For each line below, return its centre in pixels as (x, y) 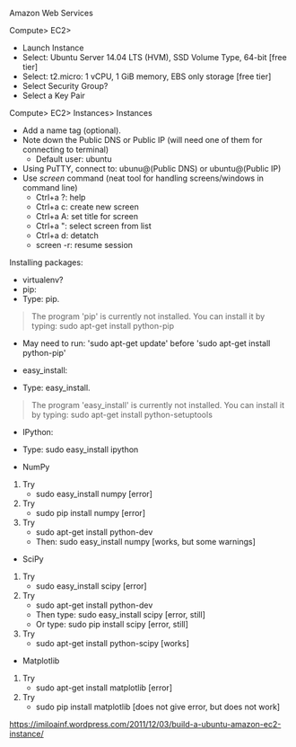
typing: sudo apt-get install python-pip (103, 326)
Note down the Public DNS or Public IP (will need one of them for (142, 140)
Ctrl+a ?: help (61, 197)
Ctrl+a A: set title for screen (87, 216)
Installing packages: (46, 262)
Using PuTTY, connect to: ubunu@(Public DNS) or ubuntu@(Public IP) (152, 169)
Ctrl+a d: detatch (67, 236)
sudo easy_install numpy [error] (94, 494)
